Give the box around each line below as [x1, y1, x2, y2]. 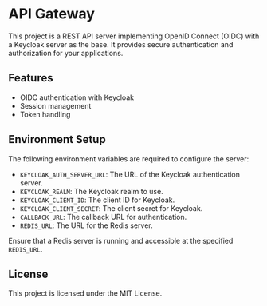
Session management [19, 101, 92, 110]
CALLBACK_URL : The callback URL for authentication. [19, 212, 187, 221]
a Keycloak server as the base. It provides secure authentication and [8, 39, 234, 49]
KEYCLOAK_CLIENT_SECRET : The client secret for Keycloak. [19, 203, 203, 213]
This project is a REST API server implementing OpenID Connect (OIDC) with [8, 31, 260, 41]
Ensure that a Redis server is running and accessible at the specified [8, 236, 234, 245]
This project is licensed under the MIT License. [8, 288, 163, 298]
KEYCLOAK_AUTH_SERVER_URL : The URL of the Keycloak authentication [19, 169, 241, 179]
